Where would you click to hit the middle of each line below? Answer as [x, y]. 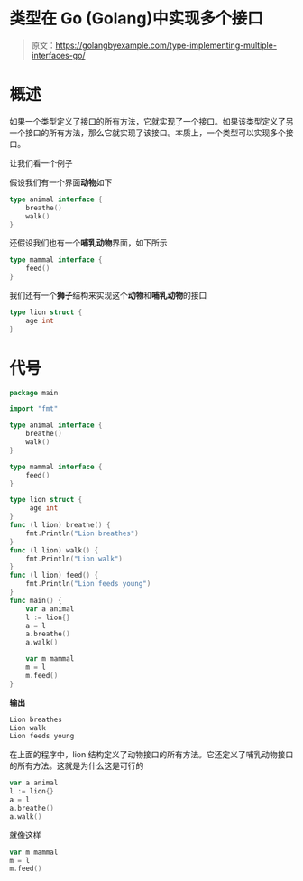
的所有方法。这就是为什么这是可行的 [77, 766]
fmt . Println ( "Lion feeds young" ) [88, 584]
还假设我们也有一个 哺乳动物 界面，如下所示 [88, 243]
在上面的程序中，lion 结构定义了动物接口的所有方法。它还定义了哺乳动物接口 [151, 755]
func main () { [36, 600]
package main [34, 393]
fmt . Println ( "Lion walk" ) [74, 559]
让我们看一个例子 [41, 162]
